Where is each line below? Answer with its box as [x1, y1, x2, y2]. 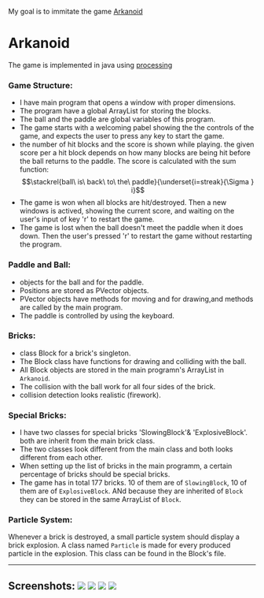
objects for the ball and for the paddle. [19, 277, 144, 287]
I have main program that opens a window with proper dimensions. [19, 98, 236, 107]
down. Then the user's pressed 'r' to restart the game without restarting [19, 232, 253, 241]
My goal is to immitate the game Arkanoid [8, 7, 143, 16]
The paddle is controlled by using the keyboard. [19, 310, 174, 320]
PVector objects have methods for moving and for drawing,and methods [19, 294, 254, 303]
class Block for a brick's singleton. [19, 348, 131, 358]
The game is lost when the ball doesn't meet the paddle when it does [19, 223, 244, 232]
